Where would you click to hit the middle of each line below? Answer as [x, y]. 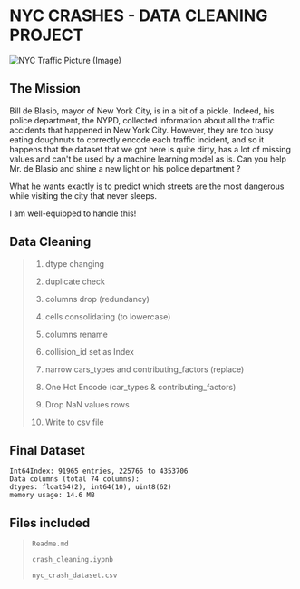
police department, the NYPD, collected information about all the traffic [142, 120]
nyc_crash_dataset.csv [74, 576]
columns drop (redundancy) [97, 299]
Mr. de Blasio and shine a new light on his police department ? [126, 168]
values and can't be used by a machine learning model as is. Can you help [148, 159]
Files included [50, 523]
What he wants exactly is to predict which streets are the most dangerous [147, 186]
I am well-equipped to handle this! [73, 213]
